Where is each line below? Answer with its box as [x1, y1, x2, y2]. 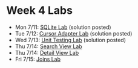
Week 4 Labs [6, 4, 73, 17]
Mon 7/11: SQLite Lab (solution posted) [15, 23, 111, 31]
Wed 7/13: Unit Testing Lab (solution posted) [15, 36, 126, 43]
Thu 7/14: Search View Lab [15, 43, 83, 50]
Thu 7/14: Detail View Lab [15, 49, 79, 56]
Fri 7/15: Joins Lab [15, 55, 61, 63]
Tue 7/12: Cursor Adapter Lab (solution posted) [15, 29, 133, 37]
